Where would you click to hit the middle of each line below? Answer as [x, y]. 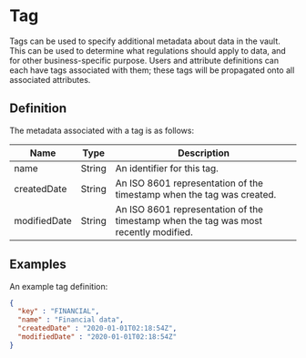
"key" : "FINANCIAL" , [59, 312]
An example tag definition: [59, 286]
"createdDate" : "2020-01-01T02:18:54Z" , [97, 329]
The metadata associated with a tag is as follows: [102, 130]
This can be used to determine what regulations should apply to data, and [148, 50]
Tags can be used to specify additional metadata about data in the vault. [145, 41]
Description [204, 153]
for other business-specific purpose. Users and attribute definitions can [144, 60]
